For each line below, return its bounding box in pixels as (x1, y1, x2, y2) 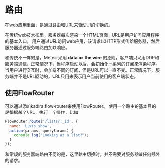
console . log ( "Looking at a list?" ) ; (14, 133, 89, 138)
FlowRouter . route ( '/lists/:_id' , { (5, 119, 78, 124)
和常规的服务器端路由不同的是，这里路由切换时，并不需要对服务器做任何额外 (5, 151, 160, 157)
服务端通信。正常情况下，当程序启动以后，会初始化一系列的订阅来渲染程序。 (5, 61, 160, 67)
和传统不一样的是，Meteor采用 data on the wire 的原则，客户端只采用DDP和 (5, 55, 160, 60)
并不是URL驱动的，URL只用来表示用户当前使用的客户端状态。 (13, 73, 138, 79)
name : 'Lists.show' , (9, 123, 52, 128)
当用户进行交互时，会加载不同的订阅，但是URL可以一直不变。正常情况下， (5, 67, 156, 73)
